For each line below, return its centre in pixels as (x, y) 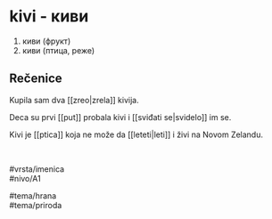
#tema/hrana (33, 195)
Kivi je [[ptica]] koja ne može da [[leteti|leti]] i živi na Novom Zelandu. (136, 134)
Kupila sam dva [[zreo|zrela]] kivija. (74, 100)
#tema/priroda (36, 205)
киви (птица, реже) (58, 50)
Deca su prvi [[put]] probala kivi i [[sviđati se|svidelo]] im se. (120, 117)
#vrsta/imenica (37, 169)
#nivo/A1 (25, 178)
